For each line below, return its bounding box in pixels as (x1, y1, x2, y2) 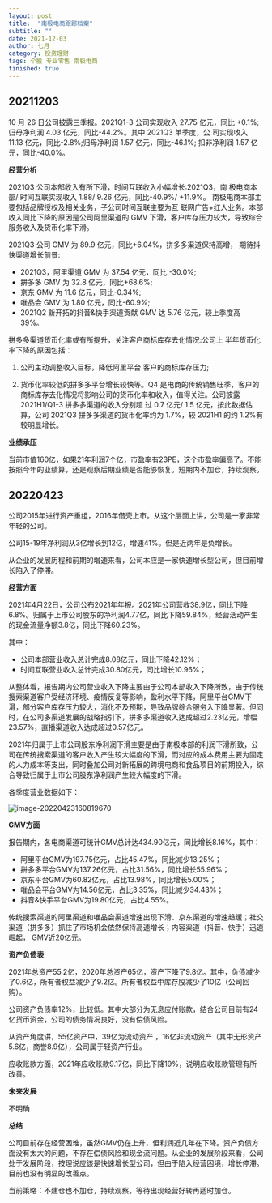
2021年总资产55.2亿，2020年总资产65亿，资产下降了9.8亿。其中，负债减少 (8, 967, 261, 977)
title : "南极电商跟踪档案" (8, 19, 93, 28)
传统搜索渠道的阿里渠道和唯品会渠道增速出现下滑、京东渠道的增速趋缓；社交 (8, 912, 264, 922)
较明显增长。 (19, 420, 63, 429)
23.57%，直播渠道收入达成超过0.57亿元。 (8, 723, 148, 732)
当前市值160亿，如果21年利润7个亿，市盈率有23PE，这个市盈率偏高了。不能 (8, 454, 261, 464)
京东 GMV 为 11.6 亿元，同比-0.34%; (19, 287, 142, 296)
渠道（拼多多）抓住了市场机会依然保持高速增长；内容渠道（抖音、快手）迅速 (8, 923, 264, 932)
